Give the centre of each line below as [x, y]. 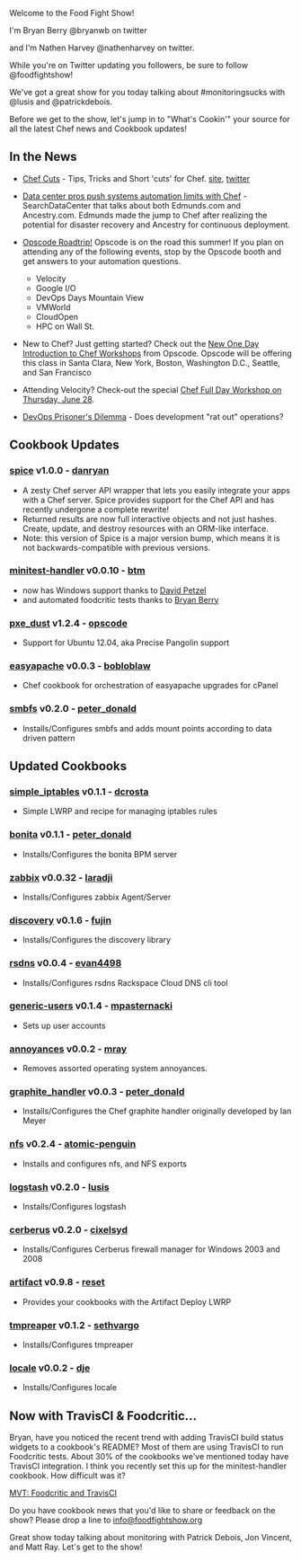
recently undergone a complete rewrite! [95, 509]
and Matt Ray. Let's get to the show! [76, 1547]
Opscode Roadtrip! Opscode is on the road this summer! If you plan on [153, 242]
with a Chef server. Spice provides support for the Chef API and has [148, 500]
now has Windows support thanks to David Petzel [114, 590]
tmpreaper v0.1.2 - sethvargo [74, 1325]
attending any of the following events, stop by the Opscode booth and [151, 252]
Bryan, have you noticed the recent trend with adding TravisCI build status [147, 1438]
